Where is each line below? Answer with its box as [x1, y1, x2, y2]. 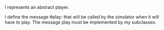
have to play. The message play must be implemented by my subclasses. [5, 19, 157, 25]
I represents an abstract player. [5, 4, 70, 10]
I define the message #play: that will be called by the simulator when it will [5, 14, 159, 19]
